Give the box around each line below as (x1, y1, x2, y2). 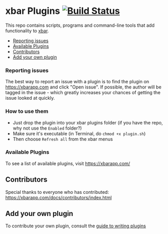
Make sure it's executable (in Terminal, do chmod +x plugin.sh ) (12, 130, 146, 136)
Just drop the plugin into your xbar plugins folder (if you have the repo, (12, 119, 163, 125)
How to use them (5, 108, 49, 115)
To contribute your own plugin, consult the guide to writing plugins (5, 223, 146, 229)
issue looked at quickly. (5, 95, 55, 101)
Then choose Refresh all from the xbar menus (12, 136, 113, 142)
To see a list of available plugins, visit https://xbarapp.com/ (5, 160, 130, 167)
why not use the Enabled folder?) (12, 125, 82, 131)
